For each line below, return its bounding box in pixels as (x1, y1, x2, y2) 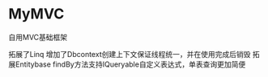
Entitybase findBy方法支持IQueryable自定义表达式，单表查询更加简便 (15, 59, 246, 69)
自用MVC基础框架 (8, 32, 68, 42)
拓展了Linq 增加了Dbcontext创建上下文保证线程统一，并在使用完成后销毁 (8, 49, 251, 59)
